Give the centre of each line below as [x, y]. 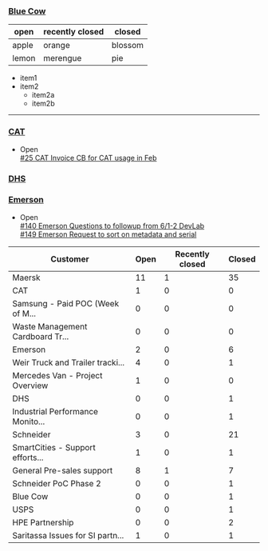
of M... [24, 313]
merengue [63, 58]
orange [57, 46]
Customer [70, 259]
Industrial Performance [55, 411]
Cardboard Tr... [41, 336]
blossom [128, 46]
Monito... [29, 421]
